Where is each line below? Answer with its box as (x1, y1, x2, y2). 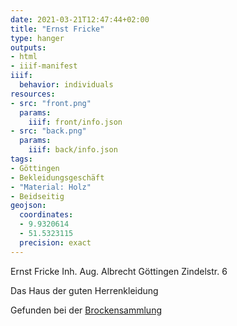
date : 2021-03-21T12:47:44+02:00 (10, 14, 150, 25)
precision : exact (19, 237, 92, 248)
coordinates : (19, 210, 74, 220)
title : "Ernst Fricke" (10, 24, 105, 34)
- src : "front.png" (10, 98, 92, 108)
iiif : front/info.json (28, 117, 123, 127)
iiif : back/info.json (28, 145, 118, 155)
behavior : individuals (19, 80, 114, 90)
